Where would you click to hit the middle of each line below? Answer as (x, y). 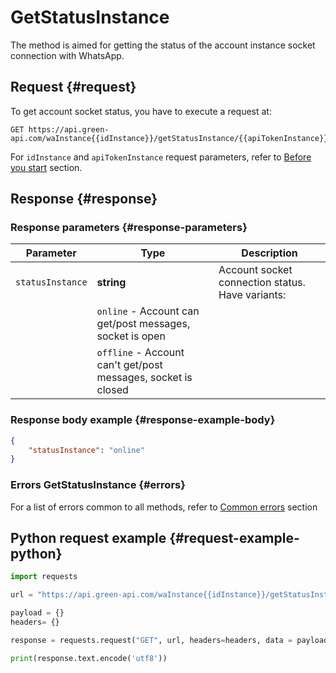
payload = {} (37, 613)
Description (269, 253)
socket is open (131, 336)
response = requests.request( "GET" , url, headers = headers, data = (151, 640)
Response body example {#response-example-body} (143, 420)
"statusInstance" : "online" (86, 450)
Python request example (88, 538)
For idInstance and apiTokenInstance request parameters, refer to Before (161, 157)
